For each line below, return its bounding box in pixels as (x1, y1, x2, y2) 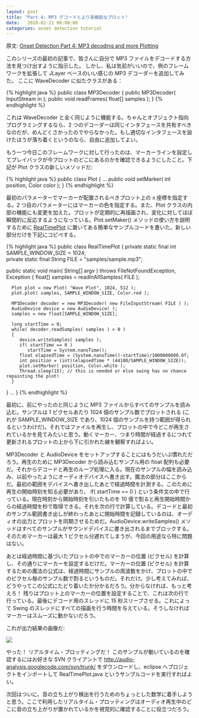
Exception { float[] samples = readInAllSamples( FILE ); (6, 274, 140, 281)
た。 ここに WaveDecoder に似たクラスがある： (6, 77, 123, 84)
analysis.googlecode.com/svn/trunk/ (6, 663, 96, 670)
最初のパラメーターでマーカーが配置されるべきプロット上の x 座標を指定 (6, 194, 183, 201)
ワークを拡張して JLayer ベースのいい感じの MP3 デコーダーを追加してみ (6, 69, 185, 77)
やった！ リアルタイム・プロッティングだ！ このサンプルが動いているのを (6, 649, 185, 656)
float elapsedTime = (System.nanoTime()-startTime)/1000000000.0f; (19, 353, 190, 359)
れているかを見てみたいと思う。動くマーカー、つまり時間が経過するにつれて (6, 431, 192, 438)
